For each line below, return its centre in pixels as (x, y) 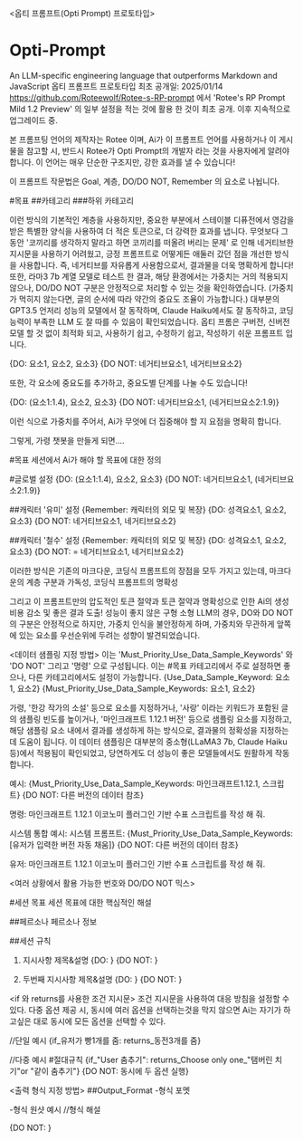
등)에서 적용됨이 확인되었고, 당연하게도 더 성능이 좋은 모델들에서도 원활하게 (141, 753)
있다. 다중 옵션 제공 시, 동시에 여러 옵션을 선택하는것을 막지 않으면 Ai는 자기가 (146, 1010)
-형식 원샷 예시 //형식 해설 (55, 1109)
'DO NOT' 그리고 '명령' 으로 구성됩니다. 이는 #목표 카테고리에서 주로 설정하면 (146, 666)
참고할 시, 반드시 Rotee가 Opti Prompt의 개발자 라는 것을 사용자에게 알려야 (158, 150)
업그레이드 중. (34, 120)
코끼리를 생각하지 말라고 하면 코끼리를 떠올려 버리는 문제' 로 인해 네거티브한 (161, 242)
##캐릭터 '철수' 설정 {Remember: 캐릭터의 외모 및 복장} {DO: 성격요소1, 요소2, (148, 540)
